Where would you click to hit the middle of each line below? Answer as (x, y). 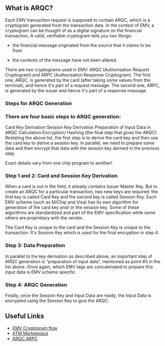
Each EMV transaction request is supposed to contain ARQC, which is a (78, 20)
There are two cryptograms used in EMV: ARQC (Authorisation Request (77, 69)
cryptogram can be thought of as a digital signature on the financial (73, 30)
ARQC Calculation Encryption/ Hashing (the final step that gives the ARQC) (81, 133)
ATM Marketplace (30, 333)
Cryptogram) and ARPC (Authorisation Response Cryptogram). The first (78, 75)
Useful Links (25, 316)
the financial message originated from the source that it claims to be (82, 45)
